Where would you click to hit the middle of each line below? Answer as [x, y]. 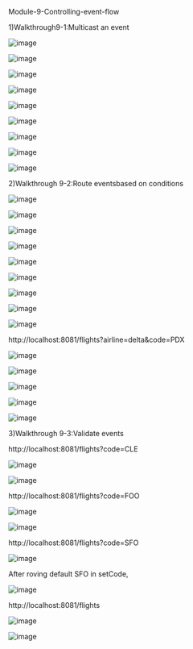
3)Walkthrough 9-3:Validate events [66, 433]
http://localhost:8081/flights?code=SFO [74, 543]
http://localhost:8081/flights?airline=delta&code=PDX [96, 339]
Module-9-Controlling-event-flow [64, 12]
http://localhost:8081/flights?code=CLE [73, 449]
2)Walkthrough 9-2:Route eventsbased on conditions [96, 183]
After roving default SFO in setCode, [68, 574]
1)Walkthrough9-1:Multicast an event [69, 27]
